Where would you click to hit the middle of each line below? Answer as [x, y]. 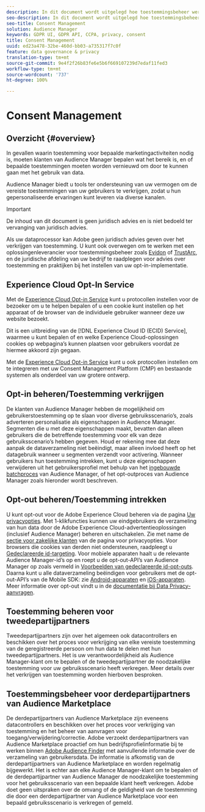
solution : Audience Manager [42, 29]
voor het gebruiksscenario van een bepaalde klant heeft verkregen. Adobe [100, 783]
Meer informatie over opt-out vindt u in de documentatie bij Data [88, 586]
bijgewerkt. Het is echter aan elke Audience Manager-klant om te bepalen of [102, 770]
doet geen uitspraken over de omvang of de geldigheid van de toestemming [102, 790]
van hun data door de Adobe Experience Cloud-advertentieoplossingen [96, 527]
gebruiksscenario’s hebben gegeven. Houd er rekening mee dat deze [93, 441]
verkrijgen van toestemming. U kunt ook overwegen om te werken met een [100, 246]
